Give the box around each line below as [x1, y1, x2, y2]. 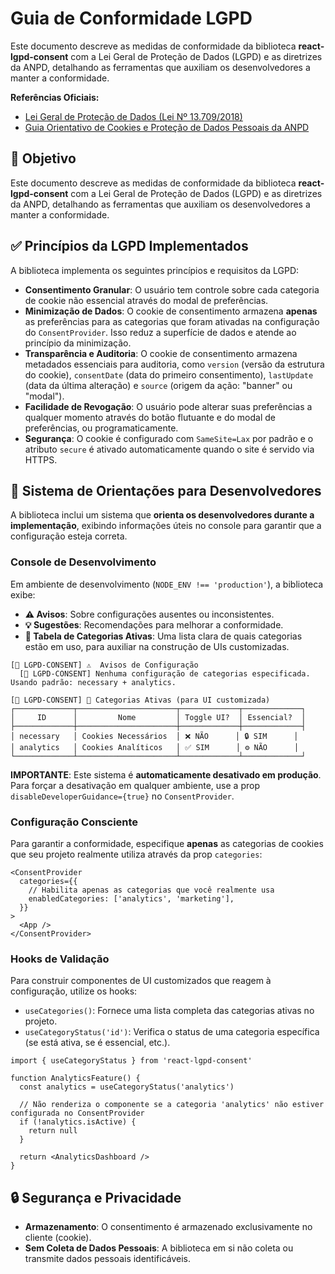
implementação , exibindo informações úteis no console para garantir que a [10, 520, 322, 532]
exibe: [10, 588, 36, 601]
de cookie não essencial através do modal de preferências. [24, 294, 269, 306]
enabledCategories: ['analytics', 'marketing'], [28, 893, 235, 904]
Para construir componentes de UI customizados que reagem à [10, 975, 272, 987]
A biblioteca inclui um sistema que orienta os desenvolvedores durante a [10, 509, 315, 521]
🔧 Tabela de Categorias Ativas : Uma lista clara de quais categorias [24, 630, 303, 642]
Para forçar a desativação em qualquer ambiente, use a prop [10, 779, 260, 791]
